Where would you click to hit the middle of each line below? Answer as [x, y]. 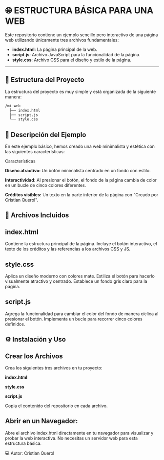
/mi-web [13, 106]
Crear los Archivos [34, 356]
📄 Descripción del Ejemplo [46, 135]
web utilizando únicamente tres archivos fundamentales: [62, 40]
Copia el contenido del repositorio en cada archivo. [57, 406]
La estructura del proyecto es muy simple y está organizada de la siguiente [81, 92]
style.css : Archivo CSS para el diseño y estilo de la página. [72, 60]
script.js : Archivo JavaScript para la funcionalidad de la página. [76, 54]
